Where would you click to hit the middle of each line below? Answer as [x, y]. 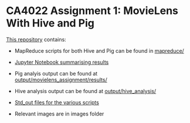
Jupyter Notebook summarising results [62, 62]
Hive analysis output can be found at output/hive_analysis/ [85, 91]
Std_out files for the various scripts [57, 102]
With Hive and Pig [50, 23]
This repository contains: [36, 39]
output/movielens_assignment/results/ [61, 80]
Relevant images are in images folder [59, 114]
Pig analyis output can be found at [56, 73]
